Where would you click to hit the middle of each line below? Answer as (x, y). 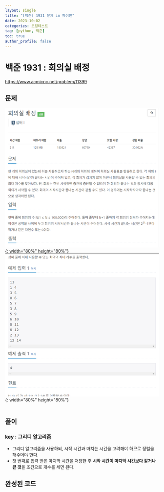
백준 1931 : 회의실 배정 (47, 68)
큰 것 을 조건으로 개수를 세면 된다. (43, 467)
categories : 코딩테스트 (27, 26)
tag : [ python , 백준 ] (25, 31)
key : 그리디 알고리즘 (28, 437)
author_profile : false (28, 42)
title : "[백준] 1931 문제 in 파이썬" (40, 15)
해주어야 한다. (25, 455)
